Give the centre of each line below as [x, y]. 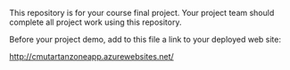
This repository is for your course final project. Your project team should [142, 13]
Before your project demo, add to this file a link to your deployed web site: [145, 39]
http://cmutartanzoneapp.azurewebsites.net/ [91, 56]
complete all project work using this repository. [95, 22]
